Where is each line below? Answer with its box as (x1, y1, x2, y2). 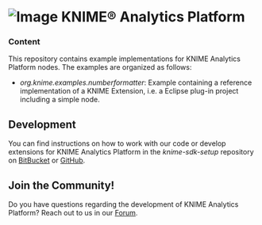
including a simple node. (19, 95, 101, 105)
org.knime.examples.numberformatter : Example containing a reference (19, 78, 252, 87)
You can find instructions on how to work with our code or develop (8, 139, 226, 148)
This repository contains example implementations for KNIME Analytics (8, 54, 241, 63)
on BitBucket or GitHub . (8, 155, 86, 166)
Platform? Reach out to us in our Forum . (8, 208, 138, 218)
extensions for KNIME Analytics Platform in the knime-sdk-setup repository (8, 147, 254, 157)
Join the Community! (8, 178, 115, 192)
